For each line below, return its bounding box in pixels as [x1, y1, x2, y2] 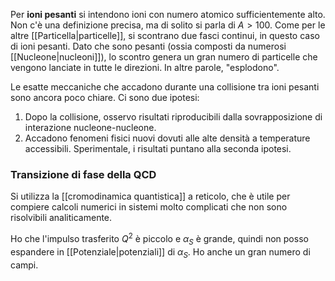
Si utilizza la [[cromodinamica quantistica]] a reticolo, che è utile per [10, 190, 291, 203]
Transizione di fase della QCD [10, 167, 157, 181]
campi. [10, 259, 39, 271]
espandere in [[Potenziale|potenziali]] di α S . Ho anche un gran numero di [10, 245, 311, 260]
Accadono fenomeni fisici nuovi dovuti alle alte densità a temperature [24, 132, 311, 144]
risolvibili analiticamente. [10, 212, 113, 224]
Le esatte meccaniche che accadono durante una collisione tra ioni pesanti [10, 81, 320, 93]
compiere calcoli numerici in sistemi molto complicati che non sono [10, 201, 288, 213]
